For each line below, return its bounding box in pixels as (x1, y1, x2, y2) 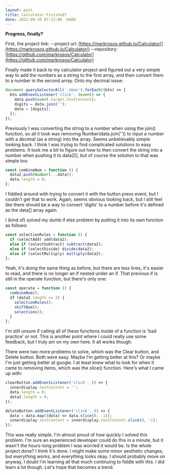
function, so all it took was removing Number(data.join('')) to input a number (5, 130, 164, 136)
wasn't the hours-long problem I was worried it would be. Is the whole (5, 442, 152, 449)
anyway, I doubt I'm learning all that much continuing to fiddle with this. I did (5, 459, 165, 465)
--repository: (90, 46, 118, 52)
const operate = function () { (5, 286, 72, 291)
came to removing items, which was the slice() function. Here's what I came (5, 365, 164, 371)
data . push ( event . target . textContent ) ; (14, 97, 96, 102)
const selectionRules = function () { (5, 232, 87, 237)
